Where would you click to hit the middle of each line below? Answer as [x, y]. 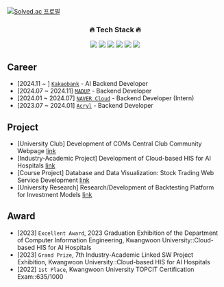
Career [22, 67]
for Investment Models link [54, 194]
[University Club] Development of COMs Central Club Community [109, 143]
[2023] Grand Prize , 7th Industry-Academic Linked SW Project [105, 255]
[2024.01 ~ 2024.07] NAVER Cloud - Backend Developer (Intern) [105, 98]
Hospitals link [36, 165]
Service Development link [53, 180]
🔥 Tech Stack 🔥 [115, 30]
